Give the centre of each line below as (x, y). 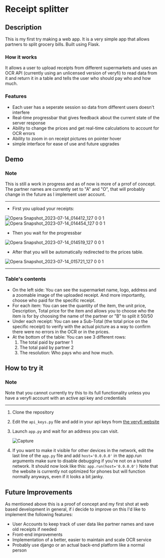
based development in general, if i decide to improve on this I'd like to (75, 509)
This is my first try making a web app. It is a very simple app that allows (77, 39)
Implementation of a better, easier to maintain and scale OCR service (82, 540)
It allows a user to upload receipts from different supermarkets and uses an (81, 68)
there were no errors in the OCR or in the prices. (61, 332)
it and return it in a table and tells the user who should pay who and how (78, 78)
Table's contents (26, 279)
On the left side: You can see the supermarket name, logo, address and (84, 290)
